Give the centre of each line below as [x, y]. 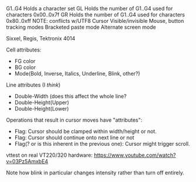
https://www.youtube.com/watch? [135, 155]
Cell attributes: [24, 50]
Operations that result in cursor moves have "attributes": [74, 120]
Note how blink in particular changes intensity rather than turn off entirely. [95, 173]
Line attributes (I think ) [33, 85]
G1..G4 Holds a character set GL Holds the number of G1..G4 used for [90, 8]
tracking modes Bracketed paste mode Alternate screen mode [81, 27]
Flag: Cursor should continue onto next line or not [74, 138]
